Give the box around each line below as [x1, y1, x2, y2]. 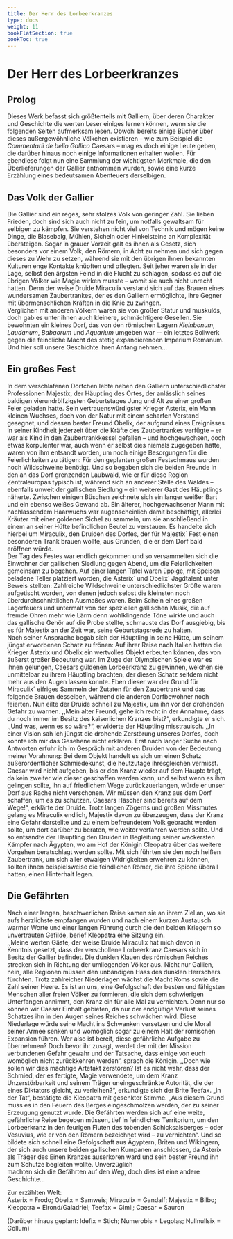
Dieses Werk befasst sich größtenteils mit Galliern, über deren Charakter [7, 112, 214, 120]
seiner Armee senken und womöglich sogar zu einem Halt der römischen [7, 1027, 216, 1035]
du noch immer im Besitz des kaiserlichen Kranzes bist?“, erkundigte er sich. [7, 714, 226, 723]
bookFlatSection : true [7, 29, 73, 37]
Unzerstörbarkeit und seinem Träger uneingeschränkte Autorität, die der [7, 1078, 214, 1087]
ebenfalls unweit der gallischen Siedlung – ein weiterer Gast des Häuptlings [7, 485, 223, 494]
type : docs [7, 17, 39, 24]
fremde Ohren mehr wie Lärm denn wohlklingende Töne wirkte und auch [7, 610, 215, 619]
